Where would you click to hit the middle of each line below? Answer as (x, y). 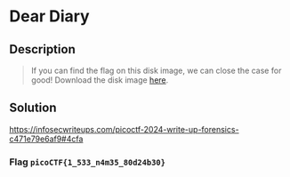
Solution (33, 108)
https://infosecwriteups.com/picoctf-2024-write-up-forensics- (124, 129)
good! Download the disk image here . (100, 80)
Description (42, 49)
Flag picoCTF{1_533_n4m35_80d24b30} (88, 162)
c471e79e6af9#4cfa (46, 139)
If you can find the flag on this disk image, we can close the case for (156, 70)
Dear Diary (50, 16)
